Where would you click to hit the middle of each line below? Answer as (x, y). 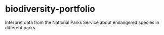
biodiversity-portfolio (50, 9)
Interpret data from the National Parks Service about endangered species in (82, 22)
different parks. (21, 27)
